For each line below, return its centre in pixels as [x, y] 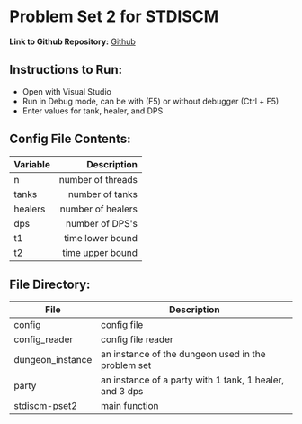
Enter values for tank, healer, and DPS [93, 111]
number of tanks [102, 194]
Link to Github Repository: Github [73, 41]
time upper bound [100, 252]
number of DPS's [102, 223]
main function [129, 406]
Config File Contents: [71, 139]
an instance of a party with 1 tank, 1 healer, [192, 380]
